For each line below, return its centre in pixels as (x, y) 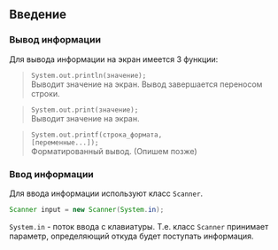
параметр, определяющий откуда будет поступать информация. (131, 236)
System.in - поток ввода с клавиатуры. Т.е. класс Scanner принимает (139, 226)
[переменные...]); (65, 142)
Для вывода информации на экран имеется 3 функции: (114, 59)
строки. (45, 93)
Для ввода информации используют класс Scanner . (106, 193)
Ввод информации (52, 174)
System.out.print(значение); (85, 110)
